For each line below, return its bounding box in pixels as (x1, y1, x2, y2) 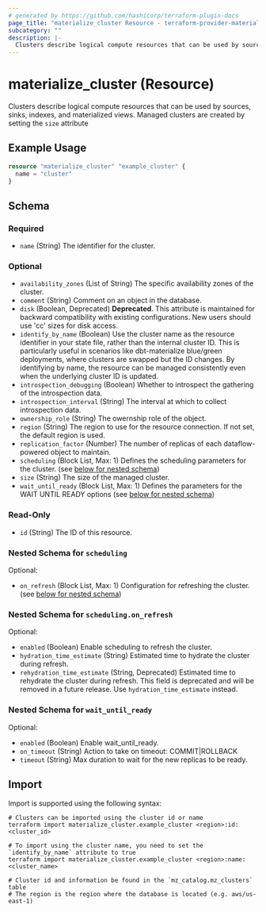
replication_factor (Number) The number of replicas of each (19, 439, 222, 448)
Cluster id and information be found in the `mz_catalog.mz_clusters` (15, 876, 253, 885)
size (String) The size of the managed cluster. (19, 473, 170, 483)
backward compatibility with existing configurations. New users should (19, 313, 252, 322)
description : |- (8, 33, 62, 42)
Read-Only (8, 510, 51, 521)
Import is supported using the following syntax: (8, 798, 162, 808)
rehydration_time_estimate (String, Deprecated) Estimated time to (19, 668, 236, 677)
